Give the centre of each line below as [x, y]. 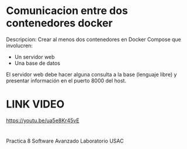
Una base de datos [37, 63]
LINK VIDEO [35, 104]
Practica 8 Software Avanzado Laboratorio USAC [65, 141]
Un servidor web [34, 57]
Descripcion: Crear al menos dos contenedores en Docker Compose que [93, 39]
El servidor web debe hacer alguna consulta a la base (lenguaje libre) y [91, 74]
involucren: [20, 46]
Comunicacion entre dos [67, 11]
